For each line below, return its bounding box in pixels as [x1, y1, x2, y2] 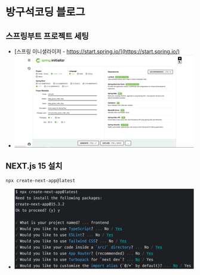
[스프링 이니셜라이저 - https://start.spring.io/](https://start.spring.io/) [14, 48, 180, 55]
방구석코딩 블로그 [5, 5, 85, 19]
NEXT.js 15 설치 [5, 161, 63, 171]
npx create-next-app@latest [5, 178, 76, 184]
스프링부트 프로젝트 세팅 [5, 31, 89, 41]
